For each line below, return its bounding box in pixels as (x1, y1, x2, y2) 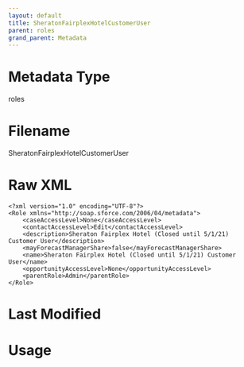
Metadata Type (8, 68, 110, 86)
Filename (8, 122, 71, 140)
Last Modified (8, 305, 102, 323)
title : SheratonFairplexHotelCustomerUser (8, 19, 151, 27)
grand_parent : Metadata (8, 33, 87, 42)
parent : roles (8, 26, 56, 34)
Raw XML (8, 176, 72, 195)
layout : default (8, 11, 62, 20)
